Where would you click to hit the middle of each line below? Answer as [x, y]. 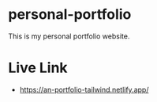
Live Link [38, 68]
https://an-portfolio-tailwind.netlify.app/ [84, 89]
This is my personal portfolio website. [69, 36]
